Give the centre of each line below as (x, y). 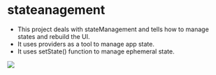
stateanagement (56, 10)
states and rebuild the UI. (53, 36)
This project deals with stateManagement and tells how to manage (113, 29)
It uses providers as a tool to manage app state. (86, 44)
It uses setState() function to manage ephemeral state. (96, 51)
